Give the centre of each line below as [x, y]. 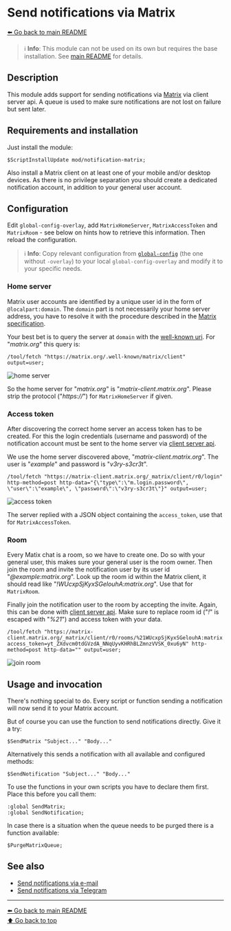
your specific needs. [53, 269]
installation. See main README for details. [83, 56]
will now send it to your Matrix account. [63, 708]
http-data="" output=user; [82, 650]
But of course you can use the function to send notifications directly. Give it [114, 722]
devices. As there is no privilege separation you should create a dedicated [112, 179]
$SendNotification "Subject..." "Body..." [69, 774]
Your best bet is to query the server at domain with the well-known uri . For [111, 337]
